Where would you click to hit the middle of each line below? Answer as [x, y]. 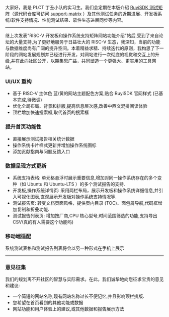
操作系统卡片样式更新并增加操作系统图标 [54, 145]
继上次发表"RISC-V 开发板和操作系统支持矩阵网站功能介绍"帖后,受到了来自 [82, 35]
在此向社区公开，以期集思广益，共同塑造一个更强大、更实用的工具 [84, 61]
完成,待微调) [29, 100]
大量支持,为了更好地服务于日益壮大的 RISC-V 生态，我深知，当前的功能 [87, 42]
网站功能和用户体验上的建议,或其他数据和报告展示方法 [68, 309]
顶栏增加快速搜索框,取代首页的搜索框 [51, 112]
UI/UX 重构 [18, 81]
